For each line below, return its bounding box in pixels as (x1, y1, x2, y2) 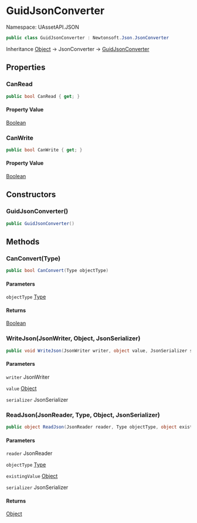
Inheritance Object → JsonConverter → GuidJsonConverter (6, 45, 150, 52)
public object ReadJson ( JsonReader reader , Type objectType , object (6, 424, 177, 430)
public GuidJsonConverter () (6, 220, 75, 226)
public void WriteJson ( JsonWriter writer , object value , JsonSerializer (6, 348, 188, 354)
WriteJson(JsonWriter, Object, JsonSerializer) (6, 334, 141, 342)
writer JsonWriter (6, 373, 50, 381)
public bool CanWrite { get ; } (6, 147, 83, 153)
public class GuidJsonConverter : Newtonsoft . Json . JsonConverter (6, 35, 169, 40)
